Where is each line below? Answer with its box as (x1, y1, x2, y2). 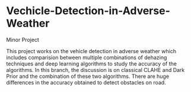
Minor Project (6, 36, 40, 43)
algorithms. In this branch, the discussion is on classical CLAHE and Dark (6, 66, 185, 73)
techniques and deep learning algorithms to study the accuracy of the (6, 60, 177, 67)
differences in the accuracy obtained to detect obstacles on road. (6, 78, 166, 86)
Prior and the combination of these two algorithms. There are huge (6, 73, 170, 80)
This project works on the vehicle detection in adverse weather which (6, 47, 177, 54)
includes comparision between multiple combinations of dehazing (6, 54, 167, 61)
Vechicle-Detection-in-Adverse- (6, 4, 170, 18)
